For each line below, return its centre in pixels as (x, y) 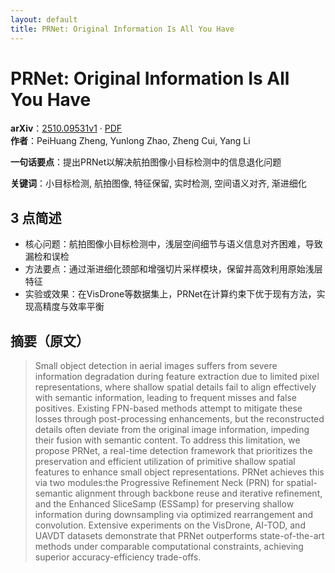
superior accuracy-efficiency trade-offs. (118, 557)
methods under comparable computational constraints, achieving (169, 547)
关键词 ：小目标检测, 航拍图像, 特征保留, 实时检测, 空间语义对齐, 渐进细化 (158, 183)
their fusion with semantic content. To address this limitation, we (167, 440)
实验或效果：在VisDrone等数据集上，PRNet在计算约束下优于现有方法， (170, 294)
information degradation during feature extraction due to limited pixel (177, 377)
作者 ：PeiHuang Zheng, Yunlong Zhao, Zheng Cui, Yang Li (130, 141)
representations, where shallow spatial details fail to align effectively (175, 387)
